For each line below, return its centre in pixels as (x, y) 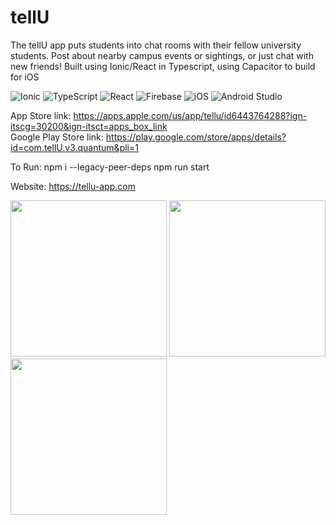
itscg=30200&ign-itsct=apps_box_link (89, 126)
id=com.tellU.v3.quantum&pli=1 (74, 147)
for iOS (25, 77)
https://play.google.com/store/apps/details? (196, 137)
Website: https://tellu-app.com (73, 186)
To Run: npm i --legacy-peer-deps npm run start (110, 167)
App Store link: (41, 115)
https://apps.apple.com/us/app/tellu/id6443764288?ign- (190, 115)
